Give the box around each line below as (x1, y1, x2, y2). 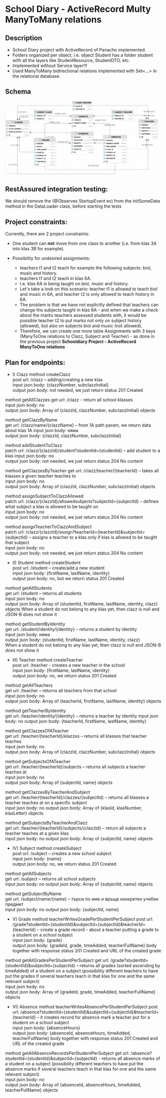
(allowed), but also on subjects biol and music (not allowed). (19, 323, 143, 329)
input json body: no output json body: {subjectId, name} (5, 906, 119, 912)
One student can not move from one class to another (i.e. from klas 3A (12, 240, 157, 246)
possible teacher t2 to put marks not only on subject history (19, 318, 142, 324)
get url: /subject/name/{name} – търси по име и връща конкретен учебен (5, 896, 159, 902)
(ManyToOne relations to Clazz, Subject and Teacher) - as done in (19, 333, 155, 339)
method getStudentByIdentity (5, 621, 65, 627)
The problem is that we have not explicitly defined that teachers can (19, 302, 159, 308)
